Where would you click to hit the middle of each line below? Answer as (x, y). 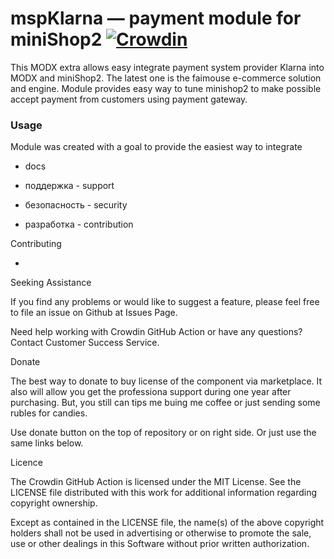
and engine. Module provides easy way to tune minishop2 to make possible (166, 88)
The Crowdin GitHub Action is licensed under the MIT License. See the (156, 482)
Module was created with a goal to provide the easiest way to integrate (156, 147)
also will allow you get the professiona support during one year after (151, 392)
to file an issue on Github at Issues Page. (94, 313)
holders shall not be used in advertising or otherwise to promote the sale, (161, 533)
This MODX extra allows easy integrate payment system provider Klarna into (167, 67)
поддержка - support (69, 186)
